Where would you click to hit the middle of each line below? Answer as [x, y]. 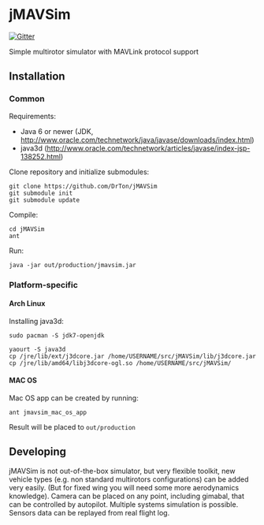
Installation [37, 76]
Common [27, 99]
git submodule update [45, 200]
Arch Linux [27, 303]
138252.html [41, 156]
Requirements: [32, 116]
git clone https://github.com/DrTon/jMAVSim [83, 186]
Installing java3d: [36, 321]
